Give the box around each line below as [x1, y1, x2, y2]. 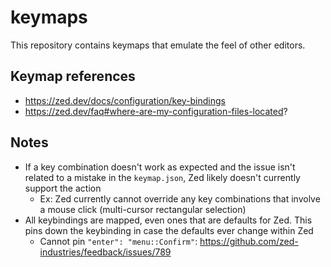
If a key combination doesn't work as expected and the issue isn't [24, 161, 296, 173]
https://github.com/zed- [199, 235, 299, 247]
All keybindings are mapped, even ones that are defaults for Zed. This [24, 214, 313, 226]
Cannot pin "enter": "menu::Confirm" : [39, 235, 198, 247]
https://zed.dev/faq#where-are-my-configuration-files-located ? [24, 105, 288, 117]
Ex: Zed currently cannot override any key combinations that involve [39, 192, 321, 205]
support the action [24, 182, 102, 194]
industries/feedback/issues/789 [39, 246, 172, 258]
